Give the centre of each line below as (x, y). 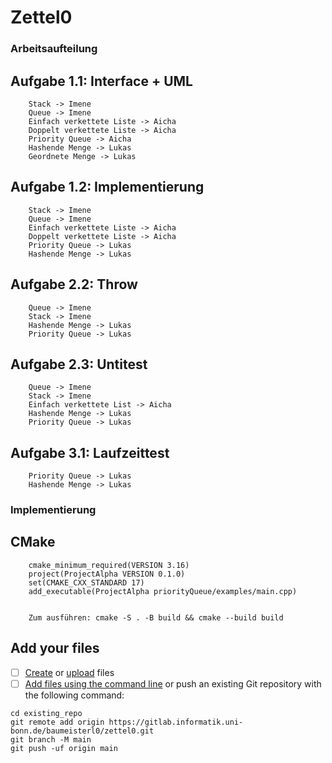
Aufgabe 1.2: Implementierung (107, 187)
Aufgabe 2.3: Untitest (79, 364)
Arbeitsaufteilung (54, 49)
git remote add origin (57, 722)
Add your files (55, 648)
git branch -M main (51, 739)
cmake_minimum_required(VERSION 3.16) (109, 565)
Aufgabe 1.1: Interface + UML (101, 81)
